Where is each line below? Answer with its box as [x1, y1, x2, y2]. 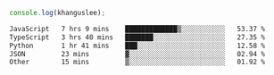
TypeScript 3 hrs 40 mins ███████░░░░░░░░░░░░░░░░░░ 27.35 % [9, 32, 266, 42]
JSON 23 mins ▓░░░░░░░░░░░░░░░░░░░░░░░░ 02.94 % [9, 49, 266, 58]
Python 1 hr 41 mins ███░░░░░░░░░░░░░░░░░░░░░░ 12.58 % [9, 41, 266, 50]
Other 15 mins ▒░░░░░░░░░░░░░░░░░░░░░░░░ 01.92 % [9, 58, 266, 67]
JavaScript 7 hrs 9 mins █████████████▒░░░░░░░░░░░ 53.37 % [9, 24, 266, 33]
